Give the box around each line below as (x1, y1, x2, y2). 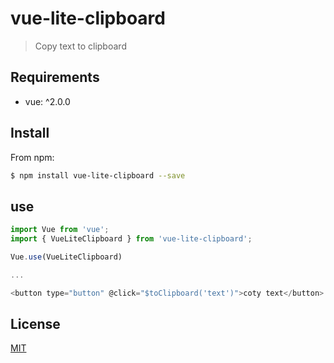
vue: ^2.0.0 (24, 95, 71, 107)
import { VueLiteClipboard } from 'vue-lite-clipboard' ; (10, 234, 253, 244)
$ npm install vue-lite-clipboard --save (10, 170, 186, 181)
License (10, 316, 61, 333)
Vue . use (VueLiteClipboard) (10, 252, 123, 262)
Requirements (10, 69, 100, 86)
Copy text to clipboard (34, 40, 127, 52)
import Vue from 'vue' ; (10, 225, 110, 235)
